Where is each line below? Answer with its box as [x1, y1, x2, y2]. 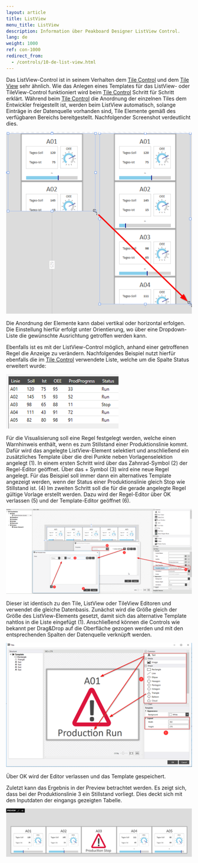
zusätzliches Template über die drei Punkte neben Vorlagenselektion [6, 453, 173, 460]
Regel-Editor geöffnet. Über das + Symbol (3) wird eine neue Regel [6, 465, 169, 472]
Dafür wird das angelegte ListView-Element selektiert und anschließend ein [6, 447, 189, 454]
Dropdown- [159, 326, 187, 333]
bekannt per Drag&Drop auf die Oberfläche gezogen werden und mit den [6, 624, 184, 631]
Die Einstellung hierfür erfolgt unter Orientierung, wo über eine [6, 326, 158, 333]
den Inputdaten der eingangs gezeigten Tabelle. [6, 796, 123, 804]
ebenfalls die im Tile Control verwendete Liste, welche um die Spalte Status [6, 356, 190, 363]
